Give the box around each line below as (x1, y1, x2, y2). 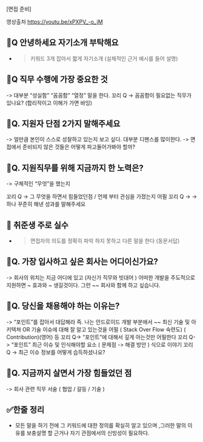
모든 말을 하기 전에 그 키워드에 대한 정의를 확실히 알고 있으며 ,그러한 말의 (15, 422, 187, 429)
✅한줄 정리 (6, 404, 45, 415)
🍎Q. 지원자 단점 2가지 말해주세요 (6, 119, 121, 129)
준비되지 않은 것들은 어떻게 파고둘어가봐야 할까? (22, 143, 135, 150)
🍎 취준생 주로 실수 (6, 220, 68, 230)
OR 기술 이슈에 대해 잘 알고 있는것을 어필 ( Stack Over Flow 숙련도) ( (22, 326, 186, 333)
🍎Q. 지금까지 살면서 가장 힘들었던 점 (6, 368, 132, 378)
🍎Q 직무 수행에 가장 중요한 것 (6, 75, 108, 85)
